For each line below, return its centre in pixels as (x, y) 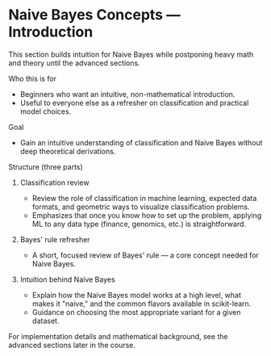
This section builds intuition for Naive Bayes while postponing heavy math (131, 54)
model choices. (46, 111)
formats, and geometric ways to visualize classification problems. (141, 207)
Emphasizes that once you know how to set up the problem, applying (147, 215)
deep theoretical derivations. (68, 151)
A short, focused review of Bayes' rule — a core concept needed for (146, 255)
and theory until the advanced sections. (74, 63)
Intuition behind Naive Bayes (67, 279)
